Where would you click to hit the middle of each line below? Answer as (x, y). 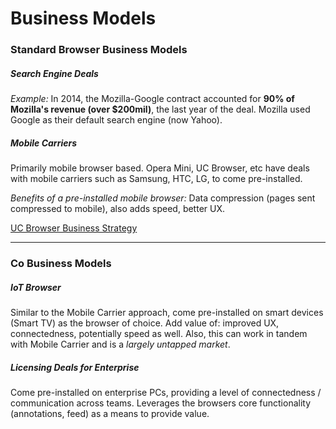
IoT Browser (36, 287)
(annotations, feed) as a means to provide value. (110, 413)
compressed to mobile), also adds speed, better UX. (118, 209)
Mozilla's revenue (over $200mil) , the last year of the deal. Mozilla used (160, 109)
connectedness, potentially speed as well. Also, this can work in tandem (159, 333)
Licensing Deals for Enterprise (75, 367)
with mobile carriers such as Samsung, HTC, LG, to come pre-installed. (156, 179)
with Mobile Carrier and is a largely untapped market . (120, 344)
